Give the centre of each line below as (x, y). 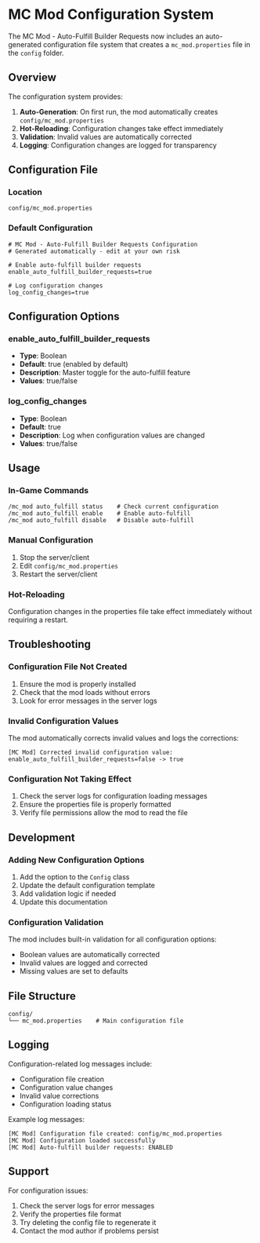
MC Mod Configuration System (111, 15)
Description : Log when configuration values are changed (112, 435)
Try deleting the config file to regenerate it (88, 1222)
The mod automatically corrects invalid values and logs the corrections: (123, 738)
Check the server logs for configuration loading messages (113, 796)
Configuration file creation (61, 1079)
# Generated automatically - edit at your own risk (94, 251)
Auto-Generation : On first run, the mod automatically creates (119, 112)
